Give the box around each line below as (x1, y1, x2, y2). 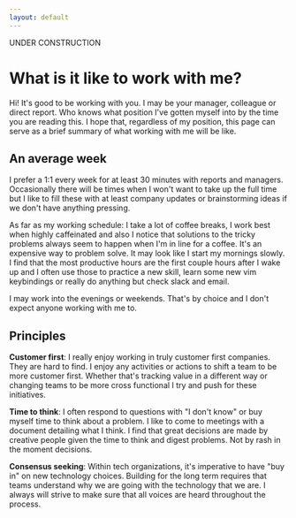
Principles (9, 328, 66, 343)
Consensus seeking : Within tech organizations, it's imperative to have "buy (9, 461, 285, 472)
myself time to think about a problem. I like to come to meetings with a (9, 416, 265, 427)
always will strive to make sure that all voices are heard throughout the (9, 490, 267, 500)
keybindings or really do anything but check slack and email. (9, 276, 230, 287)
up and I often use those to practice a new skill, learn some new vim (9, 267, 257, 278)
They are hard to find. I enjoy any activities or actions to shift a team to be (9, 362, 277, 372)
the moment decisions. (9, 444, 93, 455)
